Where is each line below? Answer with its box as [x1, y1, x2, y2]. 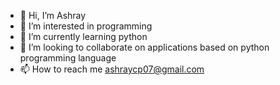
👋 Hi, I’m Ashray [19, 10, 87, 21]
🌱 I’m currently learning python [19, 31, 148, 42]
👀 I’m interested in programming [19, 20, 153, 32]
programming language [19, 52, 117, 64]
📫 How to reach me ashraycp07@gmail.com [19, 63, 205, 75]
